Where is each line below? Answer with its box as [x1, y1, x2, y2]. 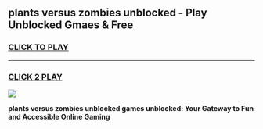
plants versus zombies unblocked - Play [8, 6, 207, 20]
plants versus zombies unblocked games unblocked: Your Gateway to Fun [8, 103, 254, 113]
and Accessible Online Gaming [8, 112, 110, 121]
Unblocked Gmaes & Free [8, 19, 134, 32]
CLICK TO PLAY [8, 42, 69, 53]
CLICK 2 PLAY [8, 71, 63, 82]
